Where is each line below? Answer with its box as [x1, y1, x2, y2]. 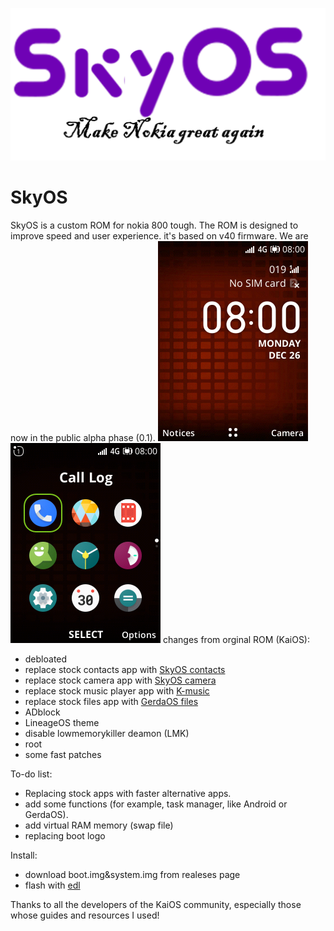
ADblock [24, 706, 61, 718]
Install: [10, 849, 38, 862]
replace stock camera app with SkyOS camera [24, 674, 217, 687]
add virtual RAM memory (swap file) [24, 819, 174, 832]
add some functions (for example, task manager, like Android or [24, 798, 288, 810]
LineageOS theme [24, 717, 100, 729]
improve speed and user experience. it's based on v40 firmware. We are [10, 230, 309, 242]
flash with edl [24, 879, 81, 892]
